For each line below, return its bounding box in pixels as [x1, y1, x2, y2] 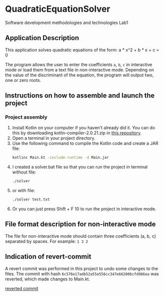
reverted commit [5, 285, 39, 291]
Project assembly [5, 114, 47, 121]
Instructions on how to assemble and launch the [5, 92, 155, 100]
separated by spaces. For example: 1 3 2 [5, 238, 88, 244]
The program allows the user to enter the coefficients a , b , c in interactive [5, 61, 153, 67]
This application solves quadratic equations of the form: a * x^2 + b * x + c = [5, 47, 160, 52]
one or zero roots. [5, 77, 42, 83]
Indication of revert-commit [5, 252, 92, 261]
